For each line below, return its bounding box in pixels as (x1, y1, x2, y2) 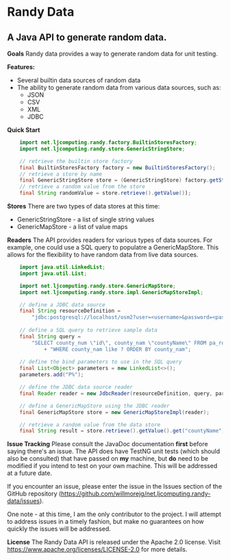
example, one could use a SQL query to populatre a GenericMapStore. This (7, 243, 219, 251)
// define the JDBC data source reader (19, 384, 133, 391)
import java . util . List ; (19, 270, 88, 277)
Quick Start (7, 126, 40, 134)
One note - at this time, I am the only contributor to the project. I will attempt (7, 510, 222, 518)
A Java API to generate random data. (7, 32, 167, 43)
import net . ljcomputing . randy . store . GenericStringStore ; (19, 145, 186, 152)
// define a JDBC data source (19, 301, 106, 308)
